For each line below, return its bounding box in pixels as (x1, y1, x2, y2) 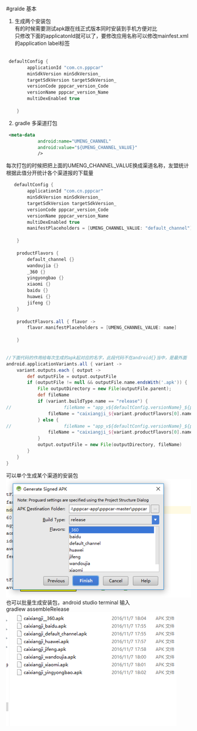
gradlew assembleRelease (6, 606, 70, 613)
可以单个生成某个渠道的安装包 (6, 472, 78, 479)
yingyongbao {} (27, 275, 64, 281)
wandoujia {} (27, 263, 59, 269)
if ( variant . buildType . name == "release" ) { (37, 398, 148, 404)
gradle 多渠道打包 (14, 120, 57, 127)
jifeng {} (27, 300, 51, 306)
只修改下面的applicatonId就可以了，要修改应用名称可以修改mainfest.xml (14, 32, 189, 39)
